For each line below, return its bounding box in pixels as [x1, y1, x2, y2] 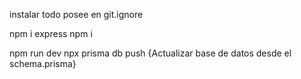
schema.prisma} [9, 58, 77, 69]
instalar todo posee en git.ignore [9, 9, 144, 20]
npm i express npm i [9, 28, 93, 39]
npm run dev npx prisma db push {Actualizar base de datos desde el [9, 47, 292, 59]
